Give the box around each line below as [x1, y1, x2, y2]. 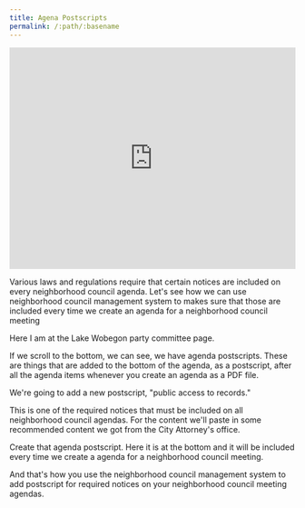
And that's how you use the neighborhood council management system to [9, 469, 286, 480]
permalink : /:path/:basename [9, 22, 120, 31]
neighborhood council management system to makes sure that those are [9, 295, 281, 306]
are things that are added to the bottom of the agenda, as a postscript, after [9, 360, 292, 371]
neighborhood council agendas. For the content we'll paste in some [9, 414, 261, 425]
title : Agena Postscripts [9, 13, 107, 23]
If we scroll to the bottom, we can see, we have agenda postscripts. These [9, 350, 288, 361]
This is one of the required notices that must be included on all [9, 404, 243, 415]
